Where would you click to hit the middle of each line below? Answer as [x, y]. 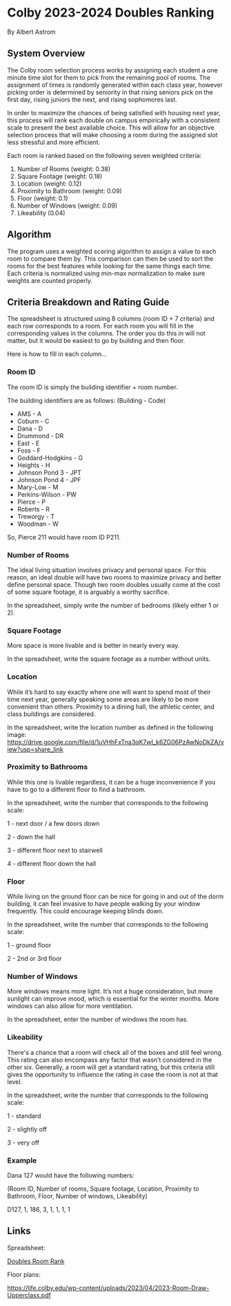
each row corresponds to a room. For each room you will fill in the [101, 326]
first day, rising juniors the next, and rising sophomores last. [92, 99]
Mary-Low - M [38, 487]
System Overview [46, 53]
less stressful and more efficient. [54, 142]
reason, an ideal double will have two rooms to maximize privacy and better [114, 577]
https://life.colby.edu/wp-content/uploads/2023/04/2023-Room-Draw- [108, 1287]
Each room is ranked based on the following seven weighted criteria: [104, 155]
